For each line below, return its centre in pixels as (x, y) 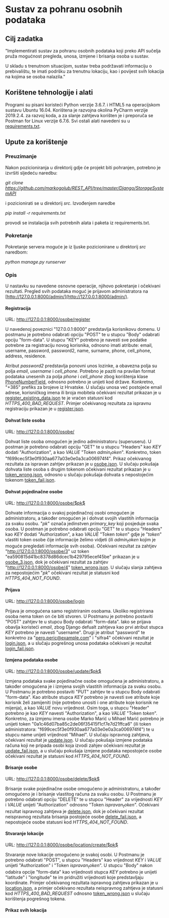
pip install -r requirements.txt (36, 213)
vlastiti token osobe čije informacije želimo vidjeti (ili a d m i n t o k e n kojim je (81, 540)
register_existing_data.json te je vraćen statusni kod (59, 398)
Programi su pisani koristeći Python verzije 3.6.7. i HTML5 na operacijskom (83, 105)
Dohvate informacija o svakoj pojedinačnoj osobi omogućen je (70, 513)
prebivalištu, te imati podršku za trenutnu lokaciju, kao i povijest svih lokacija (85, 71)
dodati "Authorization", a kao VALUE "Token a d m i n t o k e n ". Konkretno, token (83, 453)
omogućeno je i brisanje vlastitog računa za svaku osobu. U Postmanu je (81, 794)
